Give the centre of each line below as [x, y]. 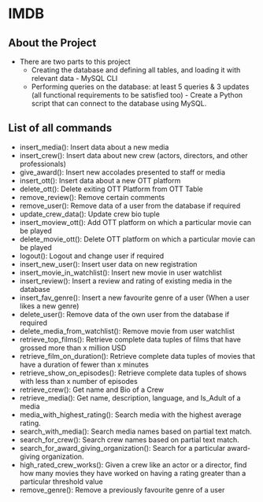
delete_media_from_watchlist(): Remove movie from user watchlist [127, 330]
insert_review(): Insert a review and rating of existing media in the [126, 281]
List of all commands [60, 128]
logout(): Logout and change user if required [92, 256]
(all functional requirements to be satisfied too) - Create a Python [137, 95]
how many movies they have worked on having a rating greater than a [133, 473]
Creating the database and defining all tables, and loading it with [136, 70]
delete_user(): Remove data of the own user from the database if [124, 314]
